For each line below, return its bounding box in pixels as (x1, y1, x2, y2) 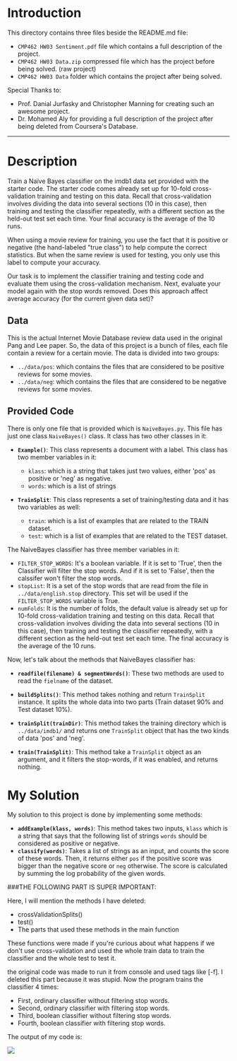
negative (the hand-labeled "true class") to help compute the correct (7, 242, 207, 252)
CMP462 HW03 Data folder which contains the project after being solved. (17, 72, 222, 81)
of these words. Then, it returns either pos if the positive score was (17, 854, 212, 863)
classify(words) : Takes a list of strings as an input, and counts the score (17, 847, 229, 855)
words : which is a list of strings (28, 481, 116, 490)
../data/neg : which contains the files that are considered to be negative (17, 377, 227, 386)
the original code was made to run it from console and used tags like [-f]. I (7, 968, 224, 976)
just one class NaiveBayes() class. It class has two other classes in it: (7, 431, 207, 440)
